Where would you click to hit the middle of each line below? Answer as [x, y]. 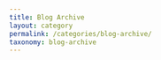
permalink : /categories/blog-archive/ [80, 34]
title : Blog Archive [47, 17]
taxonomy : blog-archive [53, 42]
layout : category [41, 26]
